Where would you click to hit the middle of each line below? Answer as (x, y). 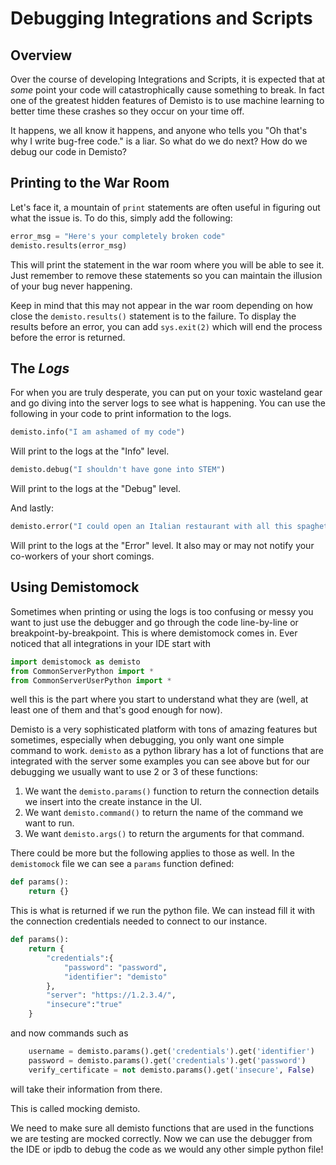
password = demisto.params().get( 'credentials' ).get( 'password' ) (167, 1060)
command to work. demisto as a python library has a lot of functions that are (167, 751)
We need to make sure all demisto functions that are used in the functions (162, 1128)
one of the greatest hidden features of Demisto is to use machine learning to (167, 100)
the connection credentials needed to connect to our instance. (139, 921)
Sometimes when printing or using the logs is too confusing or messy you (162, 611)
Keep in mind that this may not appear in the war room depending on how (161, 305)
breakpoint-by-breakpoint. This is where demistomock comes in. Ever (154, 633)
